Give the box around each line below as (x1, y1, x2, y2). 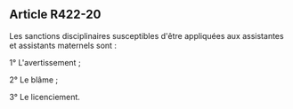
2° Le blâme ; (9, 74, 59, 85)
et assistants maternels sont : (9, 40, 118, 51)
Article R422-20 (9, 7, 102, 22)
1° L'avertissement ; (9, 57, 82, 67)
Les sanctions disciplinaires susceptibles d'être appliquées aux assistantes (9, 30, 284, 41)
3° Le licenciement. (9, 91, 80, 102)
